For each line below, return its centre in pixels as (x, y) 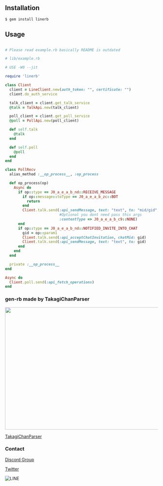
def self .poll (24, 147)
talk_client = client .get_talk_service (50, 103)
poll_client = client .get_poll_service (50, 116)
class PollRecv (20, 170)
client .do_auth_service (33, 94)
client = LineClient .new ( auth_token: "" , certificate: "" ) (70, 90)
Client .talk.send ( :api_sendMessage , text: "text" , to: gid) (84, 242)
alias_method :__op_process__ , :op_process (54, 174)
